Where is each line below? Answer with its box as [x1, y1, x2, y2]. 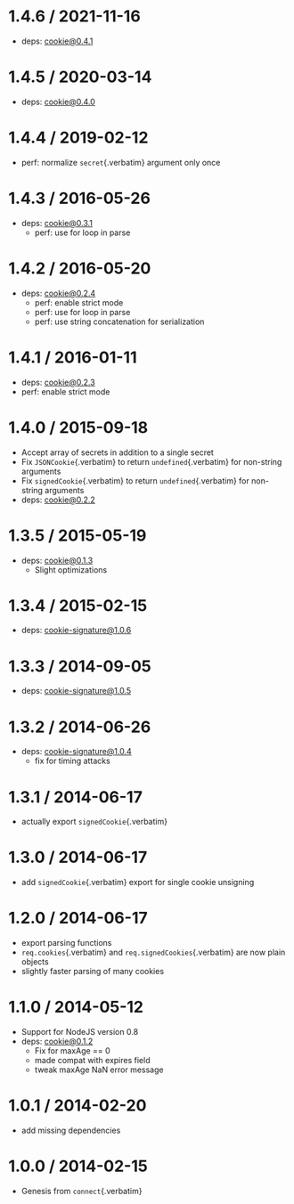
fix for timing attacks [34, 755, 110, 767]
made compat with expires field [34, 1055, 151, 1066]
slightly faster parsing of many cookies [20, 966, 165, 977]
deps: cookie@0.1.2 [20, 1036, 94, 1047]
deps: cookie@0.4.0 [20, 96, 95, 107]
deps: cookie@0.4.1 [20, 36, 94, 46]
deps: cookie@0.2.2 [20, 494, 95, 505]
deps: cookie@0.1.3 [20, 555, 94, 565]
